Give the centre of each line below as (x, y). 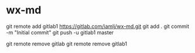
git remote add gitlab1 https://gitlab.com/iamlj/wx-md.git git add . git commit (97, 26)
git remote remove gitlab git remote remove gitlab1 (67, 44)
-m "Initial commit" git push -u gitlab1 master (60, 32)
